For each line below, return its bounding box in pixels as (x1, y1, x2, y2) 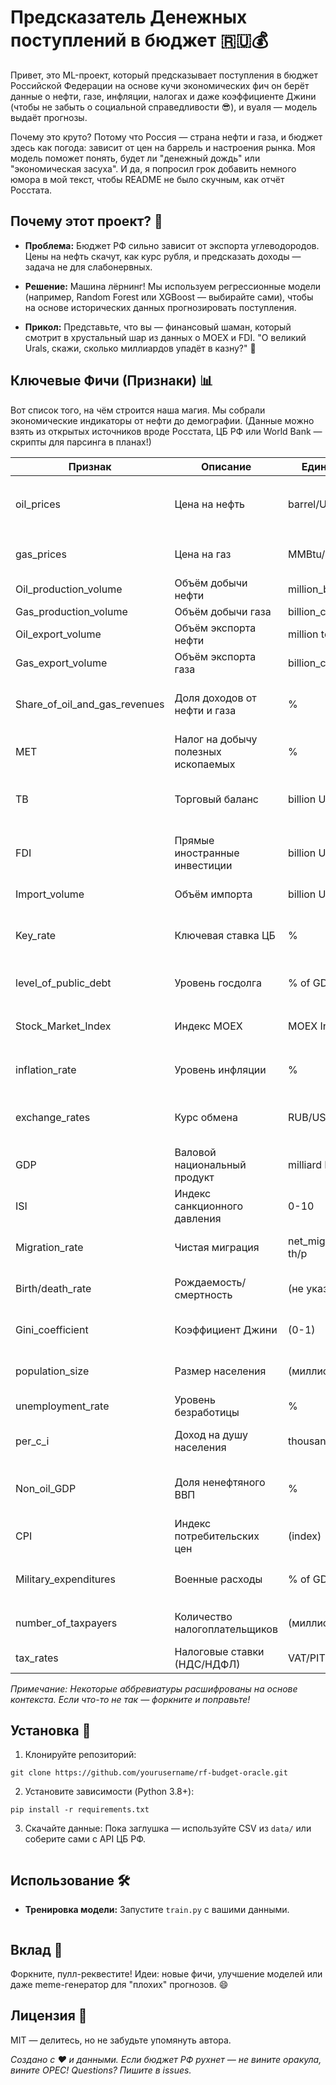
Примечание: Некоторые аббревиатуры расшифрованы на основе (10, 1682, 298, 1695)
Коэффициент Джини (174, 1322, 278, 1336)
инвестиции (174, 858, 233, 872)
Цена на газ (174, 547, 232, 561)
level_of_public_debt (15, 976, 112, 990)
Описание (200, 459, 252, 473)
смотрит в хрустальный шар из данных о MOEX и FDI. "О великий (24, 331, 307, 343)
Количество (174, 1609, 233, 1623)
